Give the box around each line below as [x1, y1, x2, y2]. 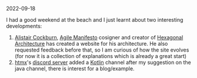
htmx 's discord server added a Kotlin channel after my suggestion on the [14, 59, 191, 66]
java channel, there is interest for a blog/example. [14, 65, 135, 72]
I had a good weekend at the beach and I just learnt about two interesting [6, 16, 183, 23]
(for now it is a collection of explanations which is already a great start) [14, 53, 187, 59]
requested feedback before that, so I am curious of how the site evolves [14, 46, 189, 53]
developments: [6, 23, 42, 29]
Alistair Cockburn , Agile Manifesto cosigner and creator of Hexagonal [14, 34, 183, 40]
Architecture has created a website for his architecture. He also [14, 40, 168, 47]
